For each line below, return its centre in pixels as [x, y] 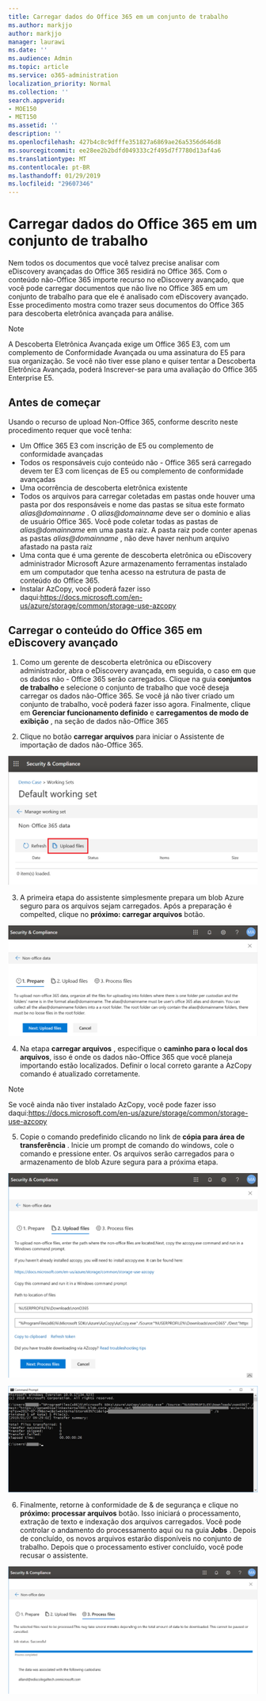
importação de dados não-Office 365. [82, 744]
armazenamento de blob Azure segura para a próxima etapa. [119, 1162]
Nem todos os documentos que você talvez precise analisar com [114, 263]
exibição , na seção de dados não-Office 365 [94, 721]
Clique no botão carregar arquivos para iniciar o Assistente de [122, 736]
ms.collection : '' [38, 92]
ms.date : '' [28, 50]
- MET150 [23, 117]
